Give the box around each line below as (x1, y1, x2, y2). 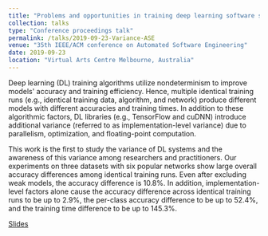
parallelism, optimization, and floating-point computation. (8, 128, 197, 138)
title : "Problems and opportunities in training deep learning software (8, 11, 255, 20)
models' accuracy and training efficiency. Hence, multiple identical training (8, 86, 254, 96)
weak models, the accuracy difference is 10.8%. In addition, (8, 178, 205, 187)
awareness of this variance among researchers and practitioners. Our (8, 152, 237, 162)
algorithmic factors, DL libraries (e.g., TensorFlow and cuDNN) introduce (8, 112, 246, 121)
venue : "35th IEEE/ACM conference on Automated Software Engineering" (8, 41, 248, 49)
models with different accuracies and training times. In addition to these (8, 103, 244, 112)
